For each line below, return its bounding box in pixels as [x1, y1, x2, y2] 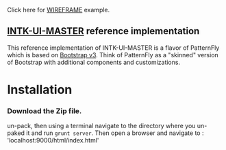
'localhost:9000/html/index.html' [7, 136, 99, 145]
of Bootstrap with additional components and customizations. [7, 58, 180, 66]
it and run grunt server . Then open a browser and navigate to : [26, 129, 204, 137]
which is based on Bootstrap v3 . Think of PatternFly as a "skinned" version [7, 50, 219, 59]
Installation [7, 82, 73, 97]
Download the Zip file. [7, 106, 82, 115]
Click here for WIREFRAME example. [7, 6, 110, 14]
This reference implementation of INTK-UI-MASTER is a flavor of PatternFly [7, 44, 220, 52]
